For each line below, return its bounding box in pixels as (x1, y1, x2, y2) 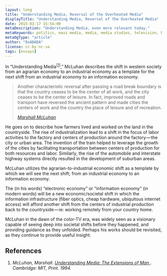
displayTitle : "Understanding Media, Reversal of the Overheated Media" (5, 16, 159, 21)
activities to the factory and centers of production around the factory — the (5, 135, 158, 141)
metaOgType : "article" (5, 35, 52, 40)
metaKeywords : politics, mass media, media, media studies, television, (5, 30, 159, 35)
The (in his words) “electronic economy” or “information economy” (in (5, 185, 148, 191)
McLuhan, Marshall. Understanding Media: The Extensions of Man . (12, 260, 152, 266)
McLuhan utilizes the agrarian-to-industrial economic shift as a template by (5, 165, 159, 172)
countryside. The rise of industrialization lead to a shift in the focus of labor (5, 129, 159, 135)
